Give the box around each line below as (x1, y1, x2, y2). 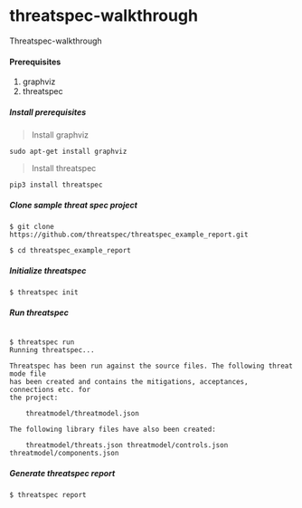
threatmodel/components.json (9, 449, 119, 458)
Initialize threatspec (9, 264, 87, 276)
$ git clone (9, 223, 54, 232)
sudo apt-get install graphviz (9, 147, 127, 157)
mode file (9, 369, 47, 379)
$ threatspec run (9, 338, 75, 347)
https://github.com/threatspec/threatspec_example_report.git (9, 230, 249, 240)
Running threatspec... (9, 346, 95, 355)
